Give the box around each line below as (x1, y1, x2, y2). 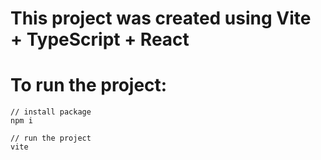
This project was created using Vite (10, 7, 312, 30)
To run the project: (10, 74, 168, 97)
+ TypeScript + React (10, 28, 190, 51)
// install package (10, 107, 92, 117)
